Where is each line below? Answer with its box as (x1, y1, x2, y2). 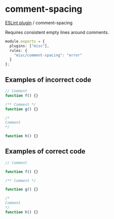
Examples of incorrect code (5, 75, 91, 84)
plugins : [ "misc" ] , (9, 43, 50, 48)
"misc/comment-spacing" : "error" (14, 53, 83, 58)
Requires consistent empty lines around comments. (5, 29, 109, 35)
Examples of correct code (5, 147, 86, 156)
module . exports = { (5, 38, 45, 44)
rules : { (9, 48, 28, 53)
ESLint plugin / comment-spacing (5, 20, 73, 26)
